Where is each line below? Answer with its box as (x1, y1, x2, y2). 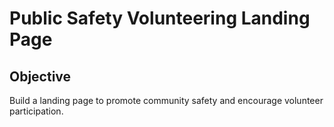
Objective (9, 68, 72, 85)
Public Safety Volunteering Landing (9, 7, 311, 30)
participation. (9, 105, 64, 117)
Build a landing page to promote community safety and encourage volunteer (9, 95, 324, 106)
